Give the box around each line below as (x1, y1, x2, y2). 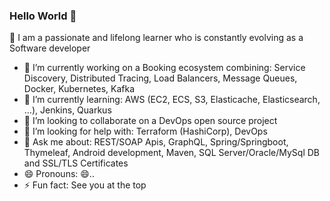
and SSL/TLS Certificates (23, 157, 129, 169)
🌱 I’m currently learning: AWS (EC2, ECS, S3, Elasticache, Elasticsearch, (23, 94, 321, 106)
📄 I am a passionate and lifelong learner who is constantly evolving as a (9, 32, 304, 44)
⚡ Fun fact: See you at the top (23, 179, 147, 191)
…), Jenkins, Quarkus (23, 104, 112, 116)
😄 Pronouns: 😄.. (23, 168, 95, 180)
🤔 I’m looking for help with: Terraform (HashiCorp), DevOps (23, 125, 268, 138)
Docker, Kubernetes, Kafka (23, 83, 136, 95)
